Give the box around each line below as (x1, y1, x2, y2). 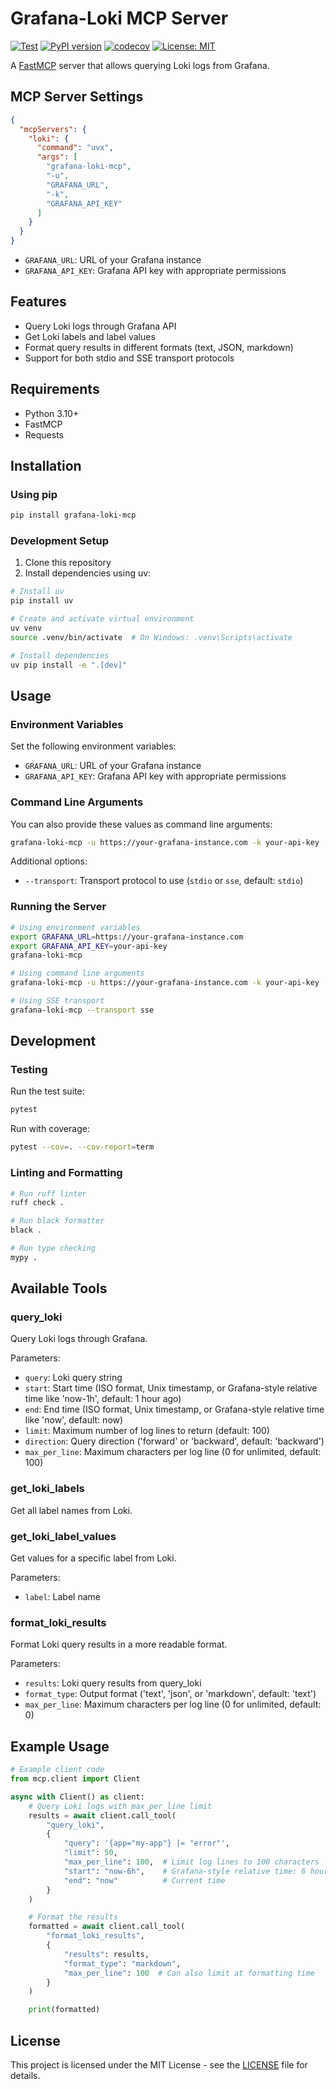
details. (10, 2069, 41, 2081)
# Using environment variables (10, 922, 141, 932)
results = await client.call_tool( (28, 1810, 177, 1821)
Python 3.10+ (24, 407, 80, 419)
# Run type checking (10, 1243, 97, 1253)
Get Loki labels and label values (24, 330, 156, 342)
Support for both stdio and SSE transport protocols (24, 352, 235, 364)
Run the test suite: (10, 1085, 85, 1097)
